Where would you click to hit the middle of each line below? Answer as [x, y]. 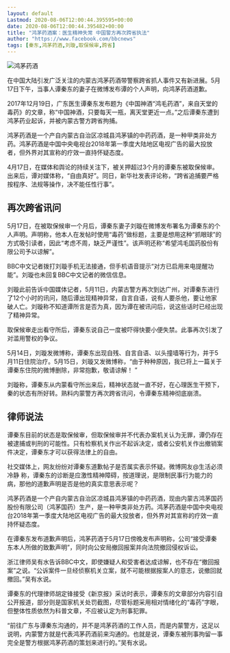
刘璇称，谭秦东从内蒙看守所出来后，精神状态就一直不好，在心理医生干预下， [115, 385]
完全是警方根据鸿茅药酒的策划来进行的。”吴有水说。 [79, 642]
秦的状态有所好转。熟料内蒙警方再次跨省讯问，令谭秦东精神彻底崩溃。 [106, 393]
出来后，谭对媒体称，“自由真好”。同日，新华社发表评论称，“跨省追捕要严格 [113, 175]
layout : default [30, 13]
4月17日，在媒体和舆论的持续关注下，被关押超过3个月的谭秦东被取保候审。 [113, 167]
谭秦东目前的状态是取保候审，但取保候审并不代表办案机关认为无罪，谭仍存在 [115, 435]
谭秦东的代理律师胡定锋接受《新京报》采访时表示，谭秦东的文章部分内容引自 [115, 593]
